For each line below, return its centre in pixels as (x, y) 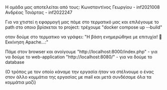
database (15, 62)
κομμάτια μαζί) (21, 82)
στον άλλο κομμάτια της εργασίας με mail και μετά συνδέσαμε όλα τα (79, 77)
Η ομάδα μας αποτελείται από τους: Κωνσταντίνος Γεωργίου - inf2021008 (83, 7)
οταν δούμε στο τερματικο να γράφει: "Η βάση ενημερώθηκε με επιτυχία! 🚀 (83, 37)
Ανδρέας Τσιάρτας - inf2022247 (39, 12)
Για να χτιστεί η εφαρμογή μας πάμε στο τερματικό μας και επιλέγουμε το (82, 22)
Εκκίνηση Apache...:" (27, 42)
